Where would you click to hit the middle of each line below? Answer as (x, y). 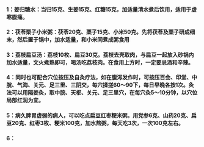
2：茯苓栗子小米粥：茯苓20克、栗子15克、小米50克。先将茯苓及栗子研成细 (101, 32)
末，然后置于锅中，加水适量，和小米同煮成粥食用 (68, 40)
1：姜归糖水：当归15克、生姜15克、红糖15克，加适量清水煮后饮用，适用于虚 (102, 9)
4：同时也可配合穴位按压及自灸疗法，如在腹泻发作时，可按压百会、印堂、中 (102, 77)
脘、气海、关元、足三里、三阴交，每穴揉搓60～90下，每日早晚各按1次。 (98, 85)
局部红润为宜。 (25, 100)
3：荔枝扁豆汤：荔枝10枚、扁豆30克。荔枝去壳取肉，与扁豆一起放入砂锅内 (100, 54)
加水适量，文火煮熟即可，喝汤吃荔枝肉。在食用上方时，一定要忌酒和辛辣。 (100, 62)
